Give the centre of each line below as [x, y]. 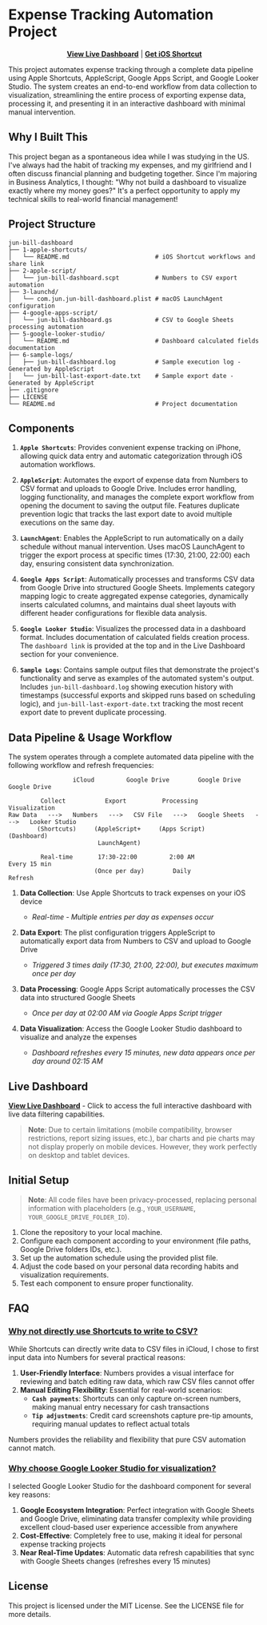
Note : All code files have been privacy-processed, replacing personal [142, 1200]
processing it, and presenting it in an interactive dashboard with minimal [127, 103]
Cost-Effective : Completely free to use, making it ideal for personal [131, 1535]
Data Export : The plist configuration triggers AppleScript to [118, 933]
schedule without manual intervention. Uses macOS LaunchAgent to [132, 547]
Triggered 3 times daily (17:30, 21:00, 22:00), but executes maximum [145, 965]
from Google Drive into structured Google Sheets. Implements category [137, 588]
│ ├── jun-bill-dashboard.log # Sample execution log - [125, 362]
